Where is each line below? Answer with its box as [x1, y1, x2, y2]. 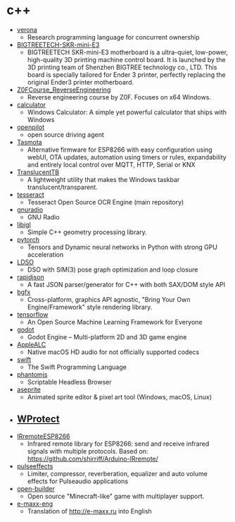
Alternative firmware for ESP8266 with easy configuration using [27, 145, 212, 154]
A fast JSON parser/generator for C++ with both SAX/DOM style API [27, 280, 226, 289]
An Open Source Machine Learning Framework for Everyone [27, 317, 203, 326]
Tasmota [16, 138, 43, 146]
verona [16, 25, 38, 34]
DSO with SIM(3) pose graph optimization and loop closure [27, 265, 198, 274]
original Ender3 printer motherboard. [27, 78, 134, 86]
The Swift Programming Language [27, 363, 127, 371]
